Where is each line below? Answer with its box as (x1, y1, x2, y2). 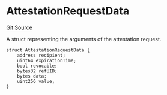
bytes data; (17, 73, 47, 79)
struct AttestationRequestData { (6, 47, 90, 53)
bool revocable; (17, 63, 58, 69)
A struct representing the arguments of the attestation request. (6, 35, 162, 42)
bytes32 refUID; (17, 68, 58, 74)
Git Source (6, 24, 33, 31)
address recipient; (17, 52, 66, 58)
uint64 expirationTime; (17, 57, 77, 63)
